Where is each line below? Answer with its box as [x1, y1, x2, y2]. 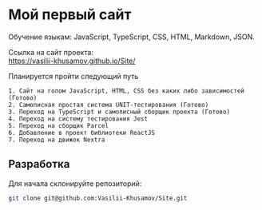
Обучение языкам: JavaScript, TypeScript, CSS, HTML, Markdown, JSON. [8, 32, 255, 42]
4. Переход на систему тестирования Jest [8, 114, 149, 123]
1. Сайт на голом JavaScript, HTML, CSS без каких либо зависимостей [8, 86, 245, 95]
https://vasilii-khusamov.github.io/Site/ [8, 56, 136, 65]
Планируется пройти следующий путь [8, 71, 139, 81]
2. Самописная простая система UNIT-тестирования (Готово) [8, 101, 209, 109]
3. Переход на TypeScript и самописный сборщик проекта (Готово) [8, 108, 230, 116]
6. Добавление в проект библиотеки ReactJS [8, 129, 156, 137]
